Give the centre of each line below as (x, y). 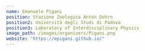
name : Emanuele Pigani (34, 11)
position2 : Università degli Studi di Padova (63, 22)
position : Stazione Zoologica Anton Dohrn (59, 17)
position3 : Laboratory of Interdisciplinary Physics (73, 28)
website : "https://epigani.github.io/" (56, 39)
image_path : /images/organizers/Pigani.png (61, 33)
